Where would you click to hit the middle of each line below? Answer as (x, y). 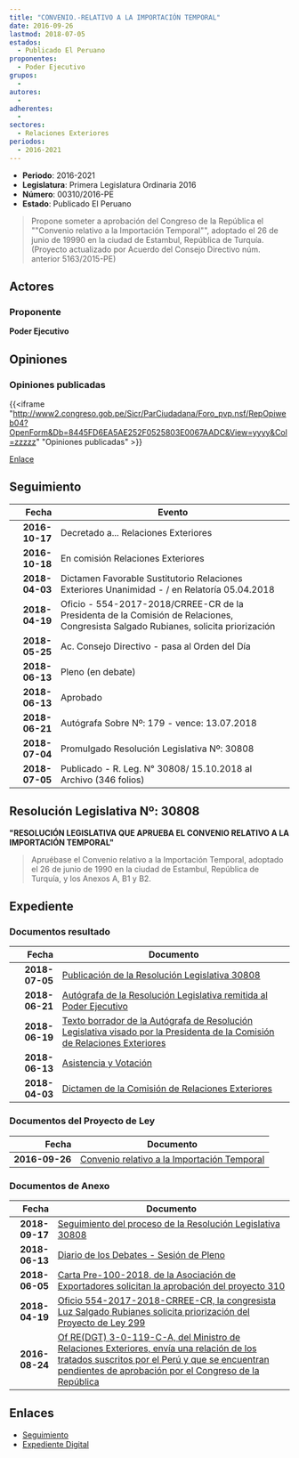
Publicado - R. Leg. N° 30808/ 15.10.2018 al (157, 768)
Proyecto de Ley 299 (101, 1323)
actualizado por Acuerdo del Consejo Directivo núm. (165, 249)
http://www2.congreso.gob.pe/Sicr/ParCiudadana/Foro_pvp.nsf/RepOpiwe (149, 413)
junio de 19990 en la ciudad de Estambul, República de (132, 239)
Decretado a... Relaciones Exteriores (137, 532)
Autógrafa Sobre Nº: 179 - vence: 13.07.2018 (159, 723)
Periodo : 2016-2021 (58, 175)
